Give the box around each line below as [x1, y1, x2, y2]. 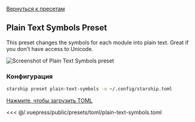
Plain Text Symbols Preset [6, 22, 108, 33]
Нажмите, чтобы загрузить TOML [6, 97, 93, 104]
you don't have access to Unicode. [6, 45, 94, 52]
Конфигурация [6, 72, 53, 81]
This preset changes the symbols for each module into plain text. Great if [6, 39, 189, 46]
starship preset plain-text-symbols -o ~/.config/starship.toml [6, 86, 173, 92]
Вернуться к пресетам [6, 5, 66, 12]
